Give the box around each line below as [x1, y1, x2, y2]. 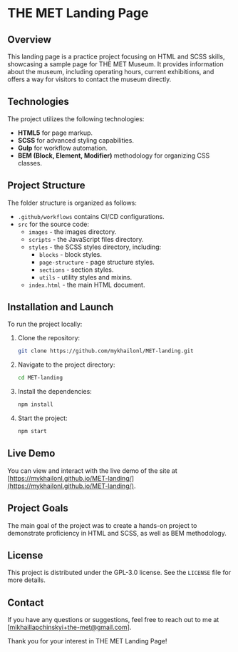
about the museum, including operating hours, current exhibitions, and [7, 68, 214, 76]
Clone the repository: [17, 334, 81, 342]
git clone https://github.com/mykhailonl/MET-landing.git [17, 347, 194, 355]
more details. [7, 576, 46, 584]
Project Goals [7, 502, 69, 514]
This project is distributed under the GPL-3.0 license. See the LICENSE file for [7, 569, 232, 577]
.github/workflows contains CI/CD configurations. [17, 212, 165, 220]
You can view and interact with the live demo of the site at [7, 466, 178, 475]
